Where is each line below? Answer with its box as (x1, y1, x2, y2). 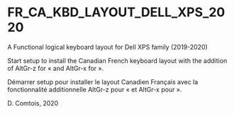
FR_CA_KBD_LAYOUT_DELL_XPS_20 (7, 4, 225, 21)
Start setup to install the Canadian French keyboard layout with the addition (7, 56, 228, 64)
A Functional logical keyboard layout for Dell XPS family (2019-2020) (7, 42, 208, 51)
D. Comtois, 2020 (7, 98, 59, 107)
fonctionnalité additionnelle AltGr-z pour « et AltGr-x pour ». (7, 85, 182, 93)
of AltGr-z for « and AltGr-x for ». (7, 64, 104, 72)
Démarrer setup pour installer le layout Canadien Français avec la (7, 77, 199, 86)
